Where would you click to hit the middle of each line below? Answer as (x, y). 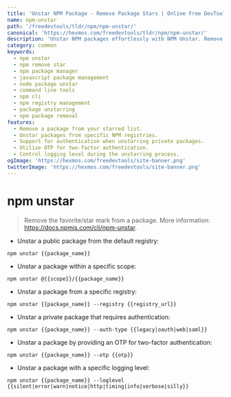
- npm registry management (52, 103)
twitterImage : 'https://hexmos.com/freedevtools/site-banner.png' (104, 167)
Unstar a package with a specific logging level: (83, 367)
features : (21, 122)
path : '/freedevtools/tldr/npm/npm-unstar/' (72, 26)
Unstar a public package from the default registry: (88, 241)
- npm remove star (40, 65)
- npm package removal (46, 116)
